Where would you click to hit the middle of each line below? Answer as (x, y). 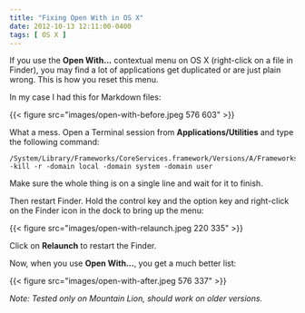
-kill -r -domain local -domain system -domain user (111, 167)
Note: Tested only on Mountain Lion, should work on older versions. (136, 298)
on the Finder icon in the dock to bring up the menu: (107, 210)
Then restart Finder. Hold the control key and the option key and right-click (149, 201)
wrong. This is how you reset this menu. (84, 80)
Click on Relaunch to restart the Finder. (83, 246)
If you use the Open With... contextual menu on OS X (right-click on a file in (151, 61)
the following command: (54, 142)
